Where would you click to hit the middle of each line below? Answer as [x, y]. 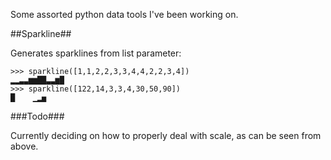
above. [24, 146]
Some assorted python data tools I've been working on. [124, 14]
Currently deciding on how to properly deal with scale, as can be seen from [166, 135]
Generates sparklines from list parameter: [96, 53]
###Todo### [37, 116]
